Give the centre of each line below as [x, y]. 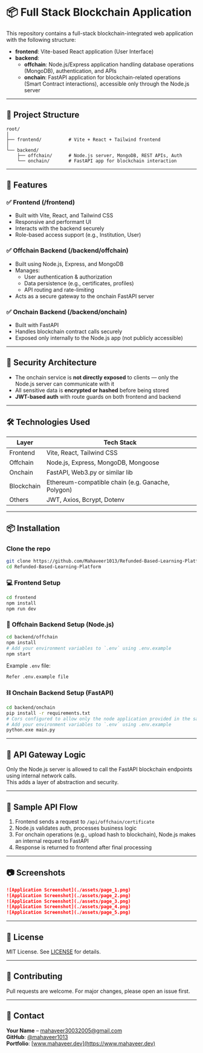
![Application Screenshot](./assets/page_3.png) [69, 901]
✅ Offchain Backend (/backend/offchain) [67, 251]
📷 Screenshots [36, 873]
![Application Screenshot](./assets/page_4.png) [69, 907]
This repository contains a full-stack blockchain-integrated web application [100, 33]
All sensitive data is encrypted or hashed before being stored [92, 390]
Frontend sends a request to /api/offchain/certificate [85, 821]
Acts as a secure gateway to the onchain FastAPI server [85, 296]
